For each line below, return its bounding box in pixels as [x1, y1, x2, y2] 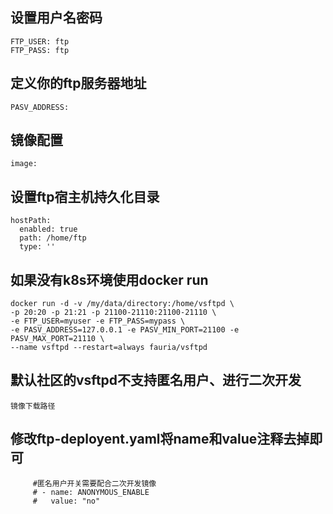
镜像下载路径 [10, 401, 56, 411]
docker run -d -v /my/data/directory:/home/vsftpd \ [10, 299, 235, 309]
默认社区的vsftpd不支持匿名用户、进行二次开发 [10, 372, 302, 389]
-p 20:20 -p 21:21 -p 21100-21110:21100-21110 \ [10, 308, 217, 318]
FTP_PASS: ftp [10, 45, 70, 55]
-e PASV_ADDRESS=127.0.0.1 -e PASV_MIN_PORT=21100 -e [10, 325, 240, 335]
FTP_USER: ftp [10, 36, 70, 47]
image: [10, 159, 38, 169]
